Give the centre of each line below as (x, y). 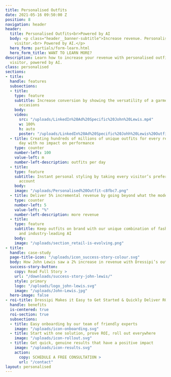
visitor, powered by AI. (36, 62)
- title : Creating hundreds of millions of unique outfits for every (85, 139)
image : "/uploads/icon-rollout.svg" (53, 338)
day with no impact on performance (56, 143)
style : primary (31, 281)
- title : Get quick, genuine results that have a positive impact (82, 343)
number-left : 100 (33, 153)
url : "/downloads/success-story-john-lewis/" (64, 276)
